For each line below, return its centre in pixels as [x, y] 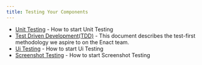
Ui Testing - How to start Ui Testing [59, 49]
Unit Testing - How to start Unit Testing [64, 29]
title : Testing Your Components [47, 12]
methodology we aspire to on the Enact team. [72, 42]
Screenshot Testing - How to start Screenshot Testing [82, 55]
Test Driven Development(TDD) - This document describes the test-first [105, 36]
